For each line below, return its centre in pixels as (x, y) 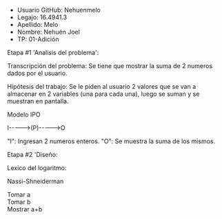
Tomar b (19, 202)
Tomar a (19, 195)
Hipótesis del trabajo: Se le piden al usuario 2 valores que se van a (102, 86)
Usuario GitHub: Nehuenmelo (59, 10)
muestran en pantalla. (38, 101)
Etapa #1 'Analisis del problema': (53, 52)
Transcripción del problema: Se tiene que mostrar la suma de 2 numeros (110, 66)
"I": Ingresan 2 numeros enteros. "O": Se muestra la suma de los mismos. (111, 141)
